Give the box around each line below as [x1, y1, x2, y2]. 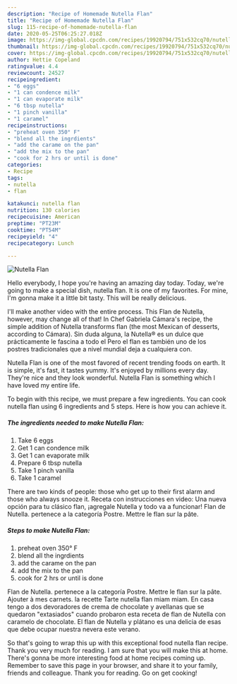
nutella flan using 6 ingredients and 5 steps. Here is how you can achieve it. [7, 402, 227, 411]
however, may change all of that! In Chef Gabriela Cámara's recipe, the [7, 315, 213, 323]
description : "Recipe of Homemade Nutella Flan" [7, 10, 153, 18]
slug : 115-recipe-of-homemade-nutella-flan [7, 23, 138, 30]
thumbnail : [7, 43, 39, 50]
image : [7, 37, 27, 44]
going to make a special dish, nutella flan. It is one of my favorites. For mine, [7, 287, 229, 295]
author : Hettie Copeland [7, 56, 80, 64]
